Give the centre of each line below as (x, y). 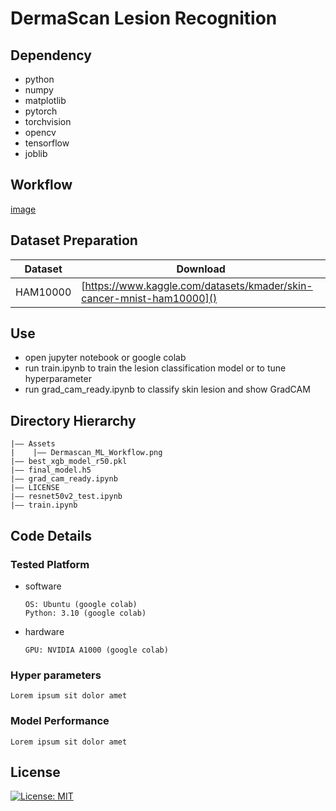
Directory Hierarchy (73, 420)
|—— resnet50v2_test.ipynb (66, 497)
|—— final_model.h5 (51, 470)
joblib (36, 153)
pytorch (41, 111)
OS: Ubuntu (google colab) (81, 604)
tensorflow (47, 143)
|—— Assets (33, 444)
